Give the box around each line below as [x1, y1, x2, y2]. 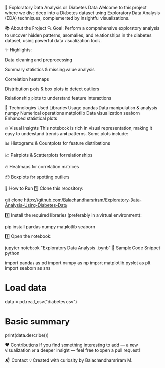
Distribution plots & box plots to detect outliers [5, 86, 99, 92]
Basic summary [5, 316, 70, 327]
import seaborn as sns [5, 265, 51, 271]
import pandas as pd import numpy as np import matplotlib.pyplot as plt [5, 260, 151, 266]
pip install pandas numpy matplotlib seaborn [5, 224, 95, 230]
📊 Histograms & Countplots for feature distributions [5, 140, 111, 146]
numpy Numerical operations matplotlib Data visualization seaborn [5, 110, 140, 116]
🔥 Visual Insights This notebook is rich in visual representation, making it [5, 125, 153, 131]
